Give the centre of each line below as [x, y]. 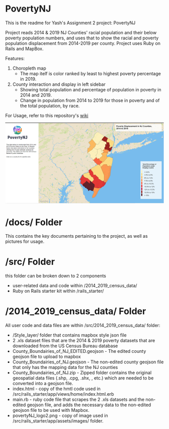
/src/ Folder [30, 262]
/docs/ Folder [34, 222]
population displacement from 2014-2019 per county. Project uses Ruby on [83, 43]
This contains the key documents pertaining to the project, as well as [76, 236]
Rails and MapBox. [24, 48]
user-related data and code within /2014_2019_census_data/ [75, 286]
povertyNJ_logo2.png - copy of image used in [60, 416]
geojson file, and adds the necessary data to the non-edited [89, 405]
